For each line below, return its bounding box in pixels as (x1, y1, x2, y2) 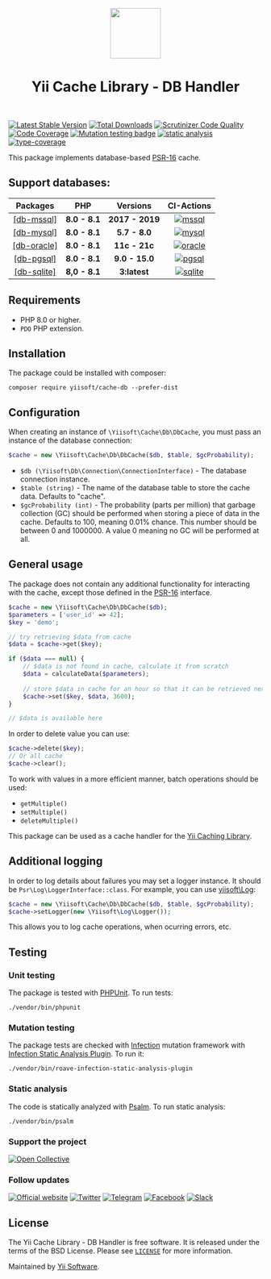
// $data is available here (8, 714, 103, 723)
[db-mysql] (13, 227, 58, 238)
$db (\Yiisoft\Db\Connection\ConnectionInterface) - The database (19, 466, 248, 476)
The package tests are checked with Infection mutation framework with (8, 1040, 246, 1050)
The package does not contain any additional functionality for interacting (8, 579, 250, 589)
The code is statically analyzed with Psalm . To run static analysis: (8, 1102, 226, 1111)
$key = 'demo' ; (8, 618, 60, 627)
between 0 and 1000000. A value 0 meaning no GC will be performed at (19, 526, 260, 535)
